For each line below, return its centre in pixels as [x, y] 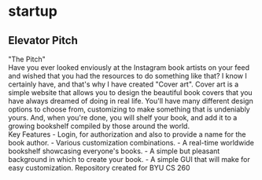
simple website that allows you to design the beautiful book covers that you [131, 92]
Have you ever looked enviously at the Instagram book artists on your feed [129, 68]
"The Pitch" [27, 59]
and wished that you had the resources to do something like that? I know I [128, 76]
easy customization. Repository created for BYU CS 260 [99, 168]
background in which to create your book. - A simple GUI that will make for [129, 159]
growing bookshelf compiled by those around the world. [99, 126]
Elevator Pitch [43, 40]
